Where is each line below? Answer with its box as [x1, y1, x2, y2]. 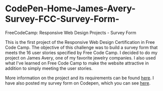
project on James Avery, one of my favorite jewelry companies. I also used [5, 55, 156, 61]
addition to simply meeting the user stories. [5, 65, 93, 71]
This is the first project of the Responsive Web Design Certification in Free [5, 39, 155, 45]
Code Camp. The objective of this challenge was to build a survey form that [5, 44, 158, 50]
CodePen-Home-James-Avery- [5, 3, 136, 14]
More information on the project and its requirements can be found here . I [5, 75, 154, 81]
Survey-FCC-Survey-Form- [5, 13, 119, 25]
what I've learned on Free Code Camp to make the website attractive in [5, 60, 149, 66]
